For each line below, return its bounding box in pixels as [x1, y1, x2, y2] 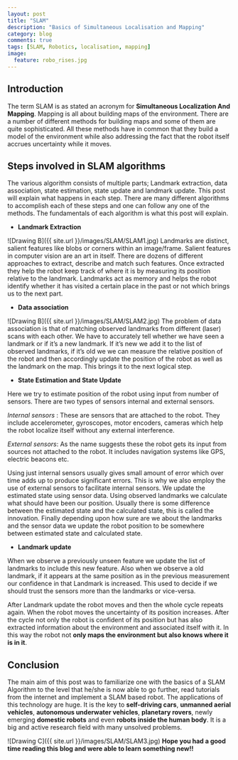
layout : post [7, 10, 46, 18]
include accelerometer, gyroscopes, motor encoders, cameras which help [7, 418, 224, 427]
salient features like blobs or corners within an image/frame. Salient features [7, 244, 231, 253]
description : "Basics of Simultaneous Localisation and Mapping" [7, 23, 205, 31]
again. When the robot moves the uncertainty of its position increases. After [7, 608, 229, 617]
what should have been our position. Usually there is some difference [7, 499, 211, 508]
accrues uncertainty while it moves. [7, 139, 112, 148]
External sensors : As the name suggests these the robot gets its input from [7, 440, 227, 448]
